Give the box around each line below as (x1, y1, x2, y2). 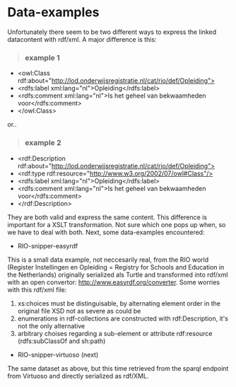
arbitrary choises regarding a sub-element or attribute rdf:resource (17, 329, 213, 337)
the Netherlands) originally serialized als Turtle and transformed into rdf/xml (7, 270, 228, 279)
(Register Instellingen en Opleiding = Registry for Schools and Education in (7, 262, 225, 271)
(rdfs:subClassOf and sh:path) (17, 337, 106, 345)
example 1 (24, 52, 60, 62)
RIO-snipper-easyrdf (17, 241, 78, 250)
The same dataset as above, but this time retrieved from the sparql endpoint (7, 364, 229, 372)
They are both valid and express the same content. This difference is (7, 213, 207, 221)
